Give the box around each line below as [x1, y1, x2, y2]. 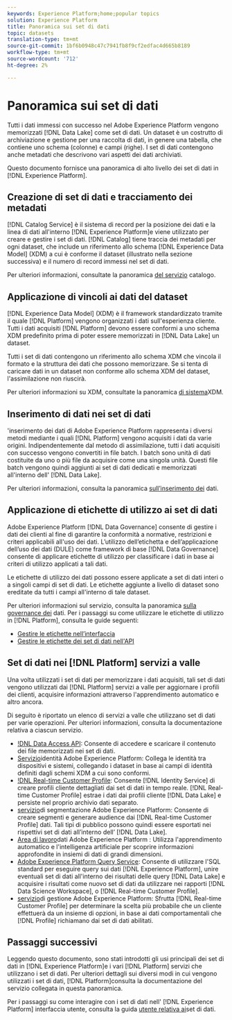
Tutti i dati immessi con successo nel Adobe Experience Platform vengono [7, 121, 220, 129]
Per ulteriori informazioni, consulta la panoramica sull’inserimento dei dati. [7, 484, 219, 492]
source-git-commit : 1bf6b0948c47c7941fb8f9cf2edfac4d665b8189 [7, 42, 190, 49]
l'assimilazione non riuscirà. [7, 374, 87, 383]
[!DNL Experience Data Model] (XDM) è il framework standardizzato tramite [7, 310, 223, 318]
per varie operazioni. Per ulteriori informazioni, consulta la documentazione [7, 718, 223, 726]
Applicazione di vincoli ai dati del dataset [7, 291, 188, 303]
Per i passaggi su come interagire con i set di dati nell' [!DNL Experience [7, 998, 213, 1006]
